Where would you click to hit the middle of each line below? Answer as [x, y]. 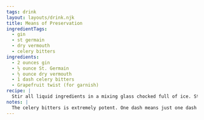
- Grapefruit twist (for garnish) [55, 85]
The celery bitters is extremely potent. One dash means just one [97, 108]
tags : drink [21, 12]
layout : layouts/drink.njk [40, 18]
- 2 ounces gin [31, 62]
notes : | [17, 102]
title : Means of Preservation [45, 23]
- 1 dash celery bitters [43, 79]
